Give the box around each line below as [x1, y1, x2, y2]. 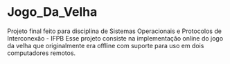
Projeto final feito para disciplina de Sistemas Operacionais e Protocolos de [7, 27, 222, 35]
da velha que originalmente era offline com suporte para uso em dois [7, 41, 204, 50]
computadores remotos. [7, 49, 76, 57]
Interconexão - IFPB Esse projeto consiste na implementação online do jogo [7, 34, 224, 42]
